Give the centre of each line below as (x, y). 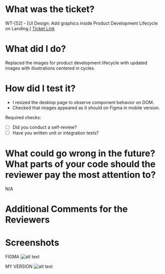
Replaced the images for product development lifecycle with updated (76, 63)
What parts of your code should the (80, 164)
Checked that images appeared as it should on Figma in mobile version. (86, 108)
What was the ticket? (50, 9)
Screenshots (32, 243)
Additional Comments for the (66, 209)
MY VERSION (19, 266)
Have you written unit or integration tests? (55, 133)
